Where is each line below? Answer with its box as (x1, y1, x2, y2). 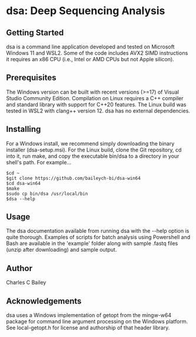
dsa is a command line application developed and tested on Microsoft (6, 43, 175, 50)
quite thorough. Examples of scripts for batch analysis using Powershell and (6, 234, 191, 241)
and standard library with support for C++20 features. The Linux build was (6, 101, 187, 108)
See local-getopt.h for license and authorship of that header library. (6, 324, 170, 331)
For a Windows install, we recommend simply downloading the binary (6, 140, 175, 147)
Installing (6, 124, 41, 134)
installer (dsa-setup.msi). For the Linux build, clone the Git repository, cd (6, 146, 182, 153)
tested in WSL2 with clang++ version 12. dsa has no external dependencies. (6, 107, 190, 114)
